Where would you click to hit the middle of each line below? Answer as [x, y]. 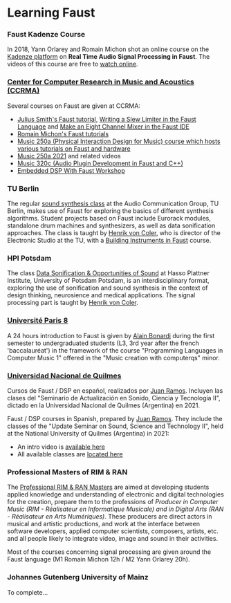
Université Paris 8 [38, 321]
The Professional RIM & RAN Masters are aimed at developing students [108, 487]
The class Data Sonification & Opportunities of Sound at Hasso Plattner [108, 273]
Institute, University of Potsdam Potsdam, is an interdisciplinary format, [108, 281]
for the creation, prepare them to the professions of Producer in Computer [113, 502]
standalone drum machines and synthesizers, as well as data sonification [111, 225]
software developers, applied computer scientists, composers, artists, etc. [113, 531]
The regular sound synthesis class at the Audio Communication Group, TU [113, 204]
